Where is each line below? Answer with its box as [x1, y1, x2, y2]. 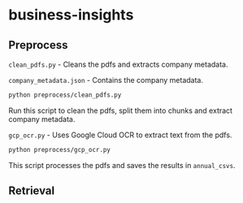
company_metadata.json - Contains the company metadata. [8, 76, 204, 84]
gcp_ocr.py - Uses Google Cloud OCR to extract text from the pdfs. [8, 130, 232, 140]
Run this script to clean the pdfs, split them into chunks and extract [8, 106, 233, 115]
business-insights [8, 6, 134, 24]
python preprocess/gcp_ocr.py [8, 145, 111, 153]
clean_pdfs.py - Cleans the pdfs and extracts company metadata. [8, 59, 228, 69]
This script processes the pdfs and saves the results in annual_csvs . [8, 160, 236, 170]
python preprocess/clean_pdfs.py [8, 91, 122, 99]
